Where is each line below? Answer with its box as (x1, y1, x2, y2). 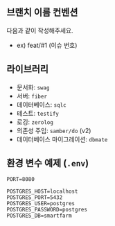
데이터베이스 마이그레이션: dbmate (16, 134, 108, 144)
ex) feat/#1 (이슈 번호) (16, 41, 78, 49)
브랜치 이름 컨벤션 (6, 6, 78, 19)
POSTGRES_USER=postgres (6, 200, 76, 207)
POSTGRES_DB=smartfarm (6, 212, 72, 220)
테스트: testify (16, 109, 60, 117)
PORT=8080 (6, 176, 35, 183)
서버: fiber (16, 92, 48, 100)
